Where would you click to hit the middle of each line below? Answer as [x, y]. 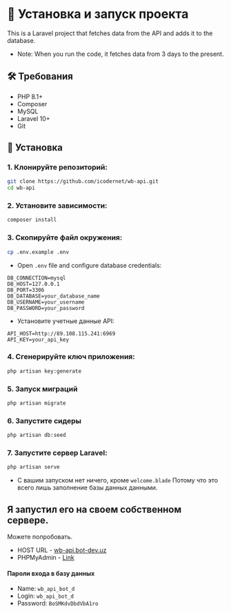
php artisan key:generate [44, 371]
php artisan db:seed [37, 435]
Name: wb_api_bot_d [46, 589]
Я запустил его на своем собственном [94, 509]
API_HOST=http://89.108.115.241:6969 [61, 333]
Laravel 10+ [33, 118]
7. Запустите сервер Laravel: [58, 453]
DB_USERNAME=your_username [46, 302]
